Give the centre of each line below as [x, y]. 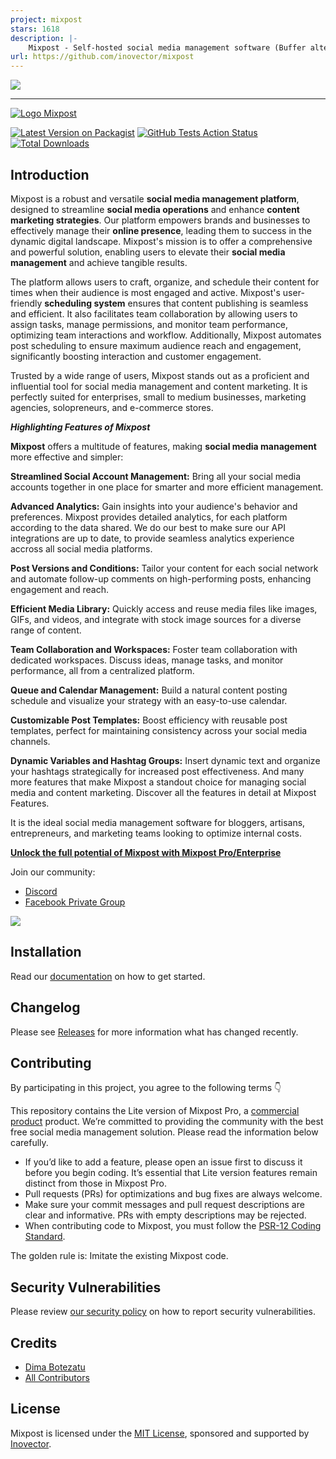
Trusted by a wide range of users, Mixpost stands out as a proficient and [160, 375]
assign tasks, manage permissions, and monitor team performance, [149, 324]
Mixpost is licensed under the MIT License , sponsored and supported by [160, 1433]
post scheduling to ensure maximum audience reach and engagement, [156, 345]
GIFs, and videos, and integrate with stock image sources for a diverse [156, 619]
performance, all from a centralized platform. [102, 670]
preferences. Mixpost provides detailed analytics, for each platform [149, 517]
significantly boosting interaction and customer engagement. [136, 356]
